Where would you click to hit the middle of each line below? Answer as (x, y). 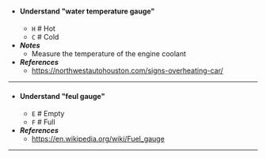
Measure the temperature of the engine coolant (109, 54)
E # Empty (48, 114)
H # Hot (43, 28)
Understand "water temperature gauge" (87, 11)
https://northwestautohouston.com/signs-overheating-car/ (127, 70)
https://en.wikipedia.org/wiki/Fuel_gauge (98, 139)
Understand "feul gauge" (62, 96)
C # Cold (45, 37)
